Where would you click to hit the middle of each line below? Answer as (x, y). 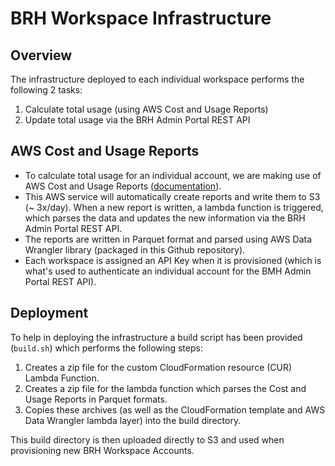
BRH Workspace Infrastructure (141, 18)
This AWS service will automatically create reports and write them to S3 (172, 196)
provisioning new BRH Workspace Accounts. (102, 450)
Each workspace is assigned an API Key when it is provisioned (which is (173, 260)
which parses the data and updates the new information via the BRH (165, 218)
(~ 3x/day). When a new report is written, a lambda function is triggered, (174, 207)
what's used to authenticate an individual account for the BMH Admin (168, 271)
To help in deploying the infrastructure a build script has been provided (156, 337)
